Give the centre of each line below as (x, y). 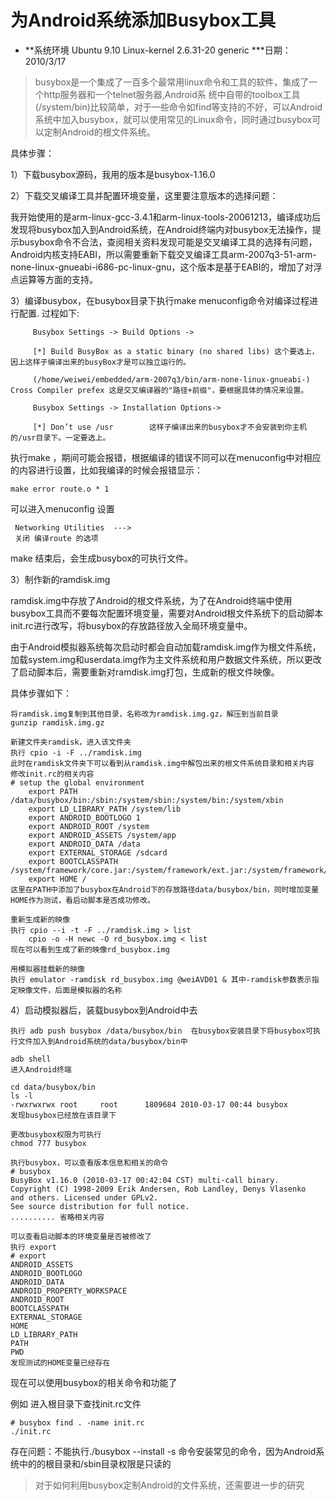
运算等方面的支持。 (58, 279)
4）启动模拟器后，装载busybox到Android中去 (104, 1010)
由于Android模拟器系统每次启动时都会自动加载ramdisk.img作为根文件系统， (166, 647)
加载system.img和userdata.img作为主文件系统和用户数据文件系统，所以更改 (166, 659)
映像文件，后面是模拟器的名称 (70, 990)
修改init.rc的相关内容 (52, 774)
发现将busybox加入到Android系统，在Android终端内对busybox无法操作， (161, 229)
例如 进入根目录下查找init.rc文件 (76, 1403)
